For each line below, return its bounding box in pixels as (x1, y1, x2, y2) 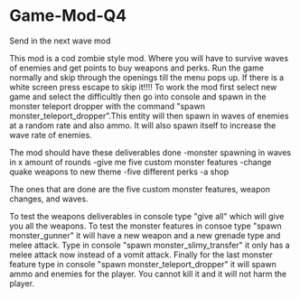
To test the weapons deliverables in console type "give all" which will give (9, 210, 285, 221)
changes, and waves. (9, 193, 89, 204)
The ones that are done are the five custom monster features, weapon (9, 183, 271, 194)
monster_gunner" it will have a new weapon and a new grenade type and (9, 229, 281, 240)
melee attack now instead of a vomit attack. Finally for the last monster (9, 249, 273, 260)
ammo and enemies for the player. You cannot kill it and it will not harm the (9, 268, 287, 279)
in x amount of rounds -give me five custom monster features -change (9, 156, 272, 167)
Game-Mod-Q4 (9, 5, 127, 26)
